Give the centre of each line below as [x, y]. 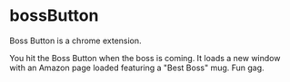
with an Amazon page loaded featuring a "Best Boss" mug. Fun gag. [137, 68]
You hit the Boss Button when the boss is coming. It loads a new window [145, 58]
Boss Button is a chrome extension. [76, 41]
